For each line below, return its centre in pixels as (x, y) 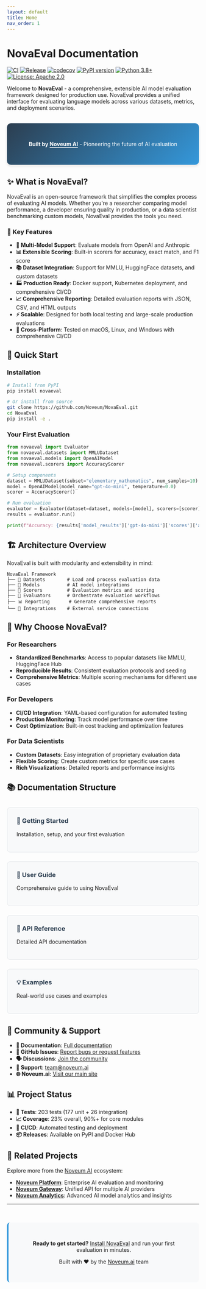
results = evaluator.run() (41, 515)
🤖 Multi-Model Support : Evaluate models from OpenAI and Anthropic (103, 245)
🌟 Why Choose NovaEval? (57, 627)
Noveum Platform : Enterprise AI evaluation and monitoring (90, 1182)
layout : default (27, 12)
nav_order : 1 (23, 23)
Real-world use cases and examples (62, 996)
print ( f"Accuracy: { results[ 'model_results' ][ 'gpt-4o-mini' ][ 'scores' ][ (101, 525)
